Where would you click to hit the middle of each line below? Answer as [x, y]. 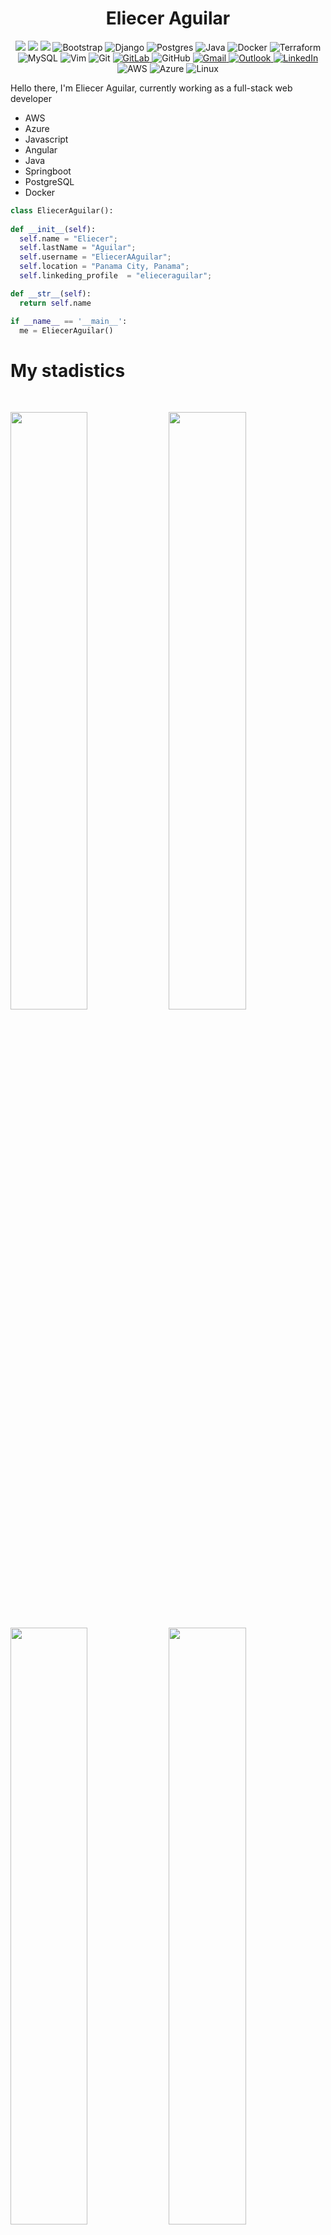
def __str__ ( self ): [51, 293]
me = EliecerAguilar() [66, 330]
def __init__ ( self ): [53, 229]
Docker [40, 192]
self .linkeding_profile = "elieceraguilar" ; [116, 276]
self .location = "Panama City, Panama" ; [104, 267]
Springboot [48, 171]
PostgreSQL [49, 181]
